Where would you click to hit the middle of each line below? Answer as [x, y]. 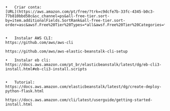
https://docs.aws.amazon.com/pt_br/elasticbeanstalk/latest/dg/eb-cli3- [83, 65]
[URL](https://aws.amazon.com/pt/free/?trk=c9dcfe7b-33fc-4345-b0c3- [80, 12]
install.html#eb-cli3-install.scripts [46, 69]
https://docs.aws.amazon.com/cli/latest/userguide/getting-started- [79, 100]
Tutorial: [25, 82]
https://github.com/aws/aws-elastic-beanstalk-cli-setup [67, 51]
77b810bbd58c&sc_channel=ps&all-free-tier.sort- [57, 16]
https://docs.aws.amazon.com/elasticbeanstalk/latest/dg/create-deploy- [83, 87]
